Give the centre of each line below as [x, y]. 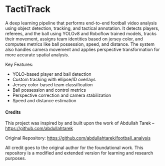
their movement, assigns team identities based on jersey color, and [74, 39]
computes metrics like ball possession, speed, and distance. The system [80, 44]
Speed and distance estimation [44, 100]
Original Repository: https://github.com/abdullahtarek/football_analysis [78, 138]
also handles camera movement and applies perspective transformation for [82, 49]
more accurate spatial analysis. [37, 55]
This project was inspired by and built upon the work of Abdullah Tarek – [80, 123]
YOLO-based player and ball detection [52, 74]
